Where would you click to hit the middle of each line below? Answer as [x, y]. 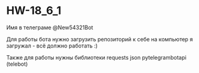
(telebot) [17, 64]
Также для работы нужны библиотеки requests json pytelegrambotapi [96, 57]
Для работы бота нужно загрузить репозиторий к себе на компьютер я [100, 39]
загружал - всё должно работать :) [52, 46]
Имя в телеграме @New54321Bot [50, 27]
